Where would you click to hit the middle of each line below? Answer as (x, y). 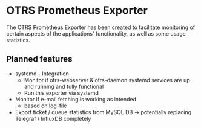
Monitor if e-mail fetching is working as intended (76, 99)
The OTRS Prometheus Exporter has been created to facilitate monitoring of (101, 27)
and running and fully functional (64, 86)
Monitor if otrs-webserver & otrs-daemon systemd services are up (107, 80)
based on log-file (45, 106)
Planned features (39, 59)
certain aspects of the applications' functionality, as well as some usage (96, 33)
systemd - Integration (42, 74)
